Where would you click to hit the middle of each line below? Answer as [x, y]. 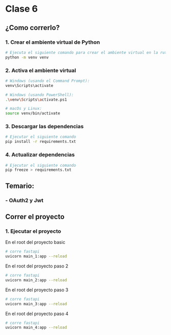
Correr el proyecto [35, 217]
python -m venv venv [27, 57]
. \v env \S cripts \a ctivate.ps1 [36, 100]
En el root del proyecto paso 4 [37, 314]
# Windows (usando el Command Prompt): [48, 81]
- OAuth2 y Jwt [24, 200]
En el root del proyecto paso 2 [37, 266]
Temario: [20, 186]
